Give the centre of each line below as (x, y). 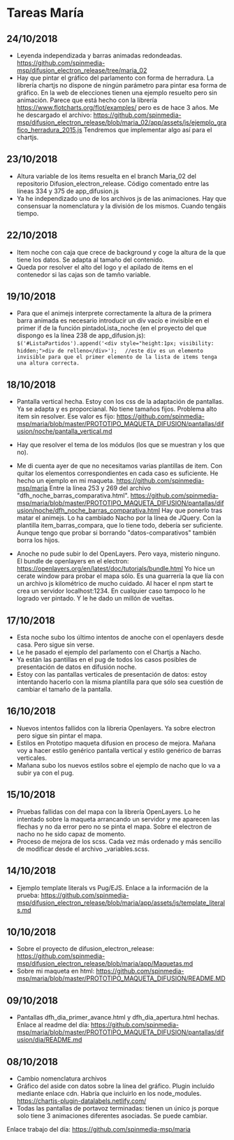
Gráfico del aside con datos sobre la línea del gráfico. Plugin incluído (115, 1085)
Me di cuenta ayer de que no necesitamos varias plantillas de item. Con (119, 466)
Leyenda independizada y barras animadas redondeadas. (100, 55)
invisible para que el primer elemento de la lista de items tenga (117, 357)
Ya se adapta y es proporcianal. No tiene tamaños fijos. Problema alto (117, 409)
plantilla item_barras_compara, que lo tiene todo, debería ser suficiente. (120, 526)
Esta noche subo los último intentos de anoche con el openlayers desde (120, 638)
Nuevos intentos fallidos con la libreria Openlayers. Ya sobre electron (116, 728)
